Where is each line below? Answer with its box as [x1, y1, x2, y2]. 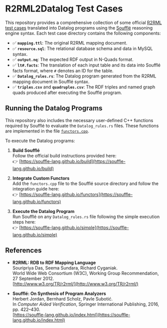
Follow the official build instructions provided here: [12, 152, 117, 158]
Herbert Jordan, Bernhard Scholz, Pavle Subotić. [12, 295, 113, 301]
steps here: [12, 218, 36, 225]
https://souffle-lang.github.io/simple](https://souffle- [20, 224, 129, 230]
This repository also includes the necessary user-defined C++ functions [5, 117, 154, 123]
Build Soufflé [12, 147, 40, 153]
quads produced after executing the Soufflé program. [12, 89, 122, 95]
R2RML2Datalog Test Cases [5, 3, 123, 14]
